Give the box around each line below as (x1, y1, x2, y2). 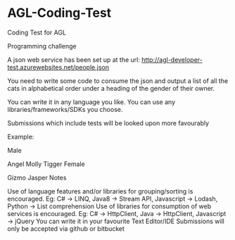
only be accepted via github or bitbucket (7, 224, 125, 233)
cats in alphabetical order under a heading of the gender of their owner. (7, 84, 215, 92)
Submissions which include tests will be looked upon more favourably (7, 118, 210, 127)
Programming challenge (7, 42, 77, 50)
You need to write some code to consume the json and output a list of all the (7, 76, 229, 85)
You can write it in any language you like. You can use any (7, 97, 176, 106)
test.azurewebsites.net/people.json (7, 63, 109, 71)
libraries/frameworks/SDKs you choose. (7, 105, 123, 113)
